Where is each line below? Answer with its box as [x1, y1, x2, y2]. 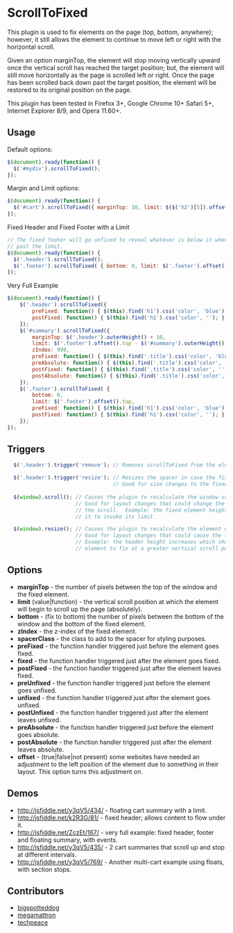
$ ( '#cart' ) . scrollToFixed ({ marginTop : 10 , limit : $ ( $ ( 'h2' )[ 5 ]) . [13, 204, 209, 211]
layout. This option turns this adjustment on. [17, 767, 144, 776]
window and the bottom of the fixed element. [17, 619, 146, 628]
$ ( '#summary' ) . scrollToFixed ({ [19, 327, 110, 334]
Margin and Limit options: [7, 184, 80, 193]
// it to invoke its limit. [75, 513, 157, 520]
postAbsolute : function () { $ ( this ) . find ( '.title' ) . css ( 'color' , [32, 372, 225, 380]
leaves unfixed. [17, 715, 61, 724]
